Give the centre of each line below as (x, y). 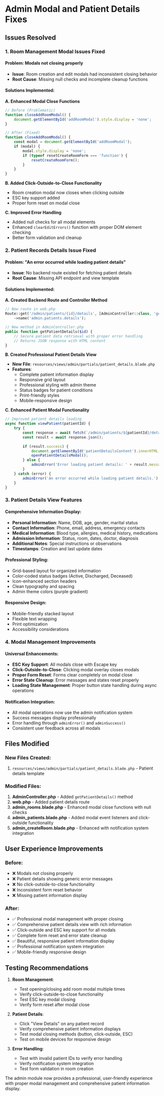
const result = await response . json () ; (63, 437)
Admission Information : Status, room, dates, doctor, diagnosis (75, 538)
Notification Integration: (30, 702)
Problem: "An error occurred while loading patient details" (65, 262)
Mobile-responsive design (46, 401)
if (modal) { (27, 146)
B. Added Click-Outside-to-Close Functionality (53, 183)
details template (28, 774)
